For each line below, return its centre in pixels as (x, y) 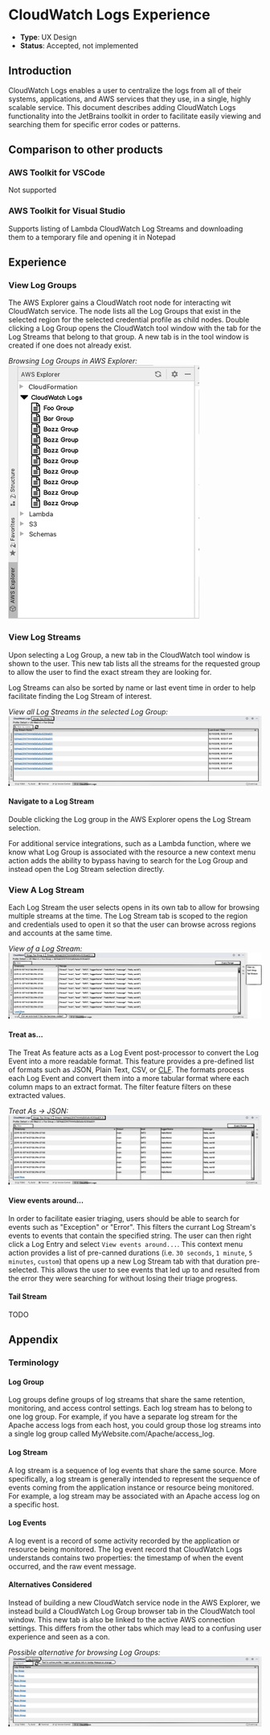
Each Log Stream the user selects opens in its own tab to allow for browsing (134, 907)
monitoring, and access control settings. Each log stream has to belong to (131, 1408)
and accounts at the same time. (60, 933)
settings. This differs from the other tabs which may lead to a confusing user (135, 1628)
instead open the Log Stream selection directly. (86, 869)
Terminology (34, 1363)
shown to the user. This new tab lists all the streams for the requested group (135, 663)
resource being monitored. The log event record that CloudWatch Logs (125, 1549)
